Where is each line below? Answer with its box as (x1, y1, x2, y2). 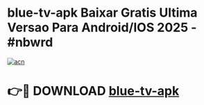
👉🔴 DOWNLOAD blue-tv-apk (7, 83, 180, 99)
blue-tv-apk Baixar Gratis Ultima (7, 5, 198, 21)
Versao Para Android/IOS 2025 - (7, 19, 197, 35)
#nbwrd (7, 35, 53, 50)
